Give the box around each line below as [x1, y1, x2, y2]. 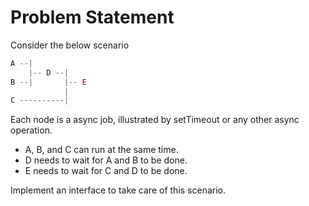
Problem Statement [10, 6, 175, 29]
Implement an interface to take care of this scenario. [10, 184, 226, 196]
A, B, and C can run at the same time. [24, 144, 179, 156]
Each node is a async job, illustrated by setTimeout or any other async [10, 114, 300, 126]
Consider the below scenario [10, 39, 130, 51]
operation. [10, 124, 53, 136]
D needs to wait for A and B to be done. [24, 154, 188, 166]
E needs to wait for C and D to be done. [24, 165, 188, 177]
